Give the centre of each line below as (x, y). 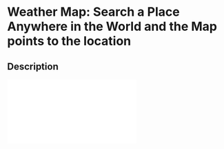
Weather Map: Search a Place (94, 12)
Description (33, 66)
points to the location (69, 41)
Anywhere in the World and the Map (112, 26)
